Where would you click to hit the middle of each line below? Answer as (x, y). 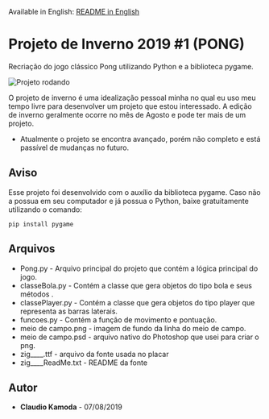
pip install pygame (41, 224)
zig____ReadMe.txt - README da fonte (83, 363)
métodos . (37, 294)
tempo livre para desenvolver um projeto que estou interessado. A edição (130, 106)
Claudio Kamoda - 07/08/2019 (71, 407)
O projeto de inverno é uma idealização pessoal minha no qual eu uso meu (132, 97)
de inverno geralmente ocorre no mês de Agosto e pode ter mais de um (127, 114)
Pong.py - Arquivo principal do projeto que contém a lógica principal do (139, 268)
